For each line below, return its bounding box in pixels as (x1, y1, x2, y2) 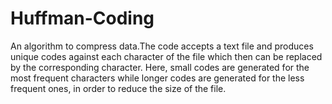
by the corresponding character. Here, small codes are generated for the (10, 61, 310, 73)
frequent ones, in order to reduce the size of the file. (10, 82, 227, 94)
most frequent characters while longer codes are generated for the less (10, 72, 305, 84)
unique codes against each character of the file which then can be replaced (10, 50, 323, 62)
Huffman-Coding (10, 7, 155, 30)
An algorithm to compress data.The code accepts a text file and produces (10, 40, 314, 52)
